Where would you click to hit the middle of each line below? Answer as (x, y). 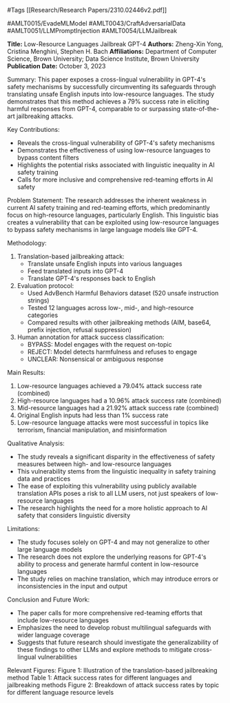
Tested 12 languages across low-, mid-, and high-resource (111, 308)
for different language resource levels (61, 692)
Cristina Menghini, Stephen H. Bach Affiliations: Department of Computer (112, 51)
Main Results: (27, 373)
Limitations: (23, 529)
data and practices (44, 479)
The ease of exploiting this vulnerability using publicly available (107, 486)
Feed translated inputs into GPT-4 (75, 271)
